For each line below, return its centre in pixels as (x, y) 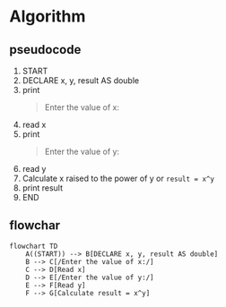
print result (42, 188)
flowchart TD (34, 246)
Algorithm (48, 17)
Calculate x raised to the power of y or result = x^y (118, 178)
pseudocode (45, 50)
